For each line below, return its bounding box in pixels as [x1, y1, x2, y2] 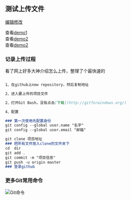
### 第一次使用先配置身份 [5, 118, 51, 123]
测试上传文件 [5, 4, 45, 13]
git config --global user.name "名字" [5, 123, 84, 128]
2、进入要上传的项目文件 [5, 91, 48, 96]
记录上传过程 [5, 55, 36, 62]
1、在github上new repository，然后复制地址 [5, 82, 89, 87]
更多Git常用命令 [5, 177, 43, 184]
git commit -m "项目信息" [5, 155, 56, 160]
